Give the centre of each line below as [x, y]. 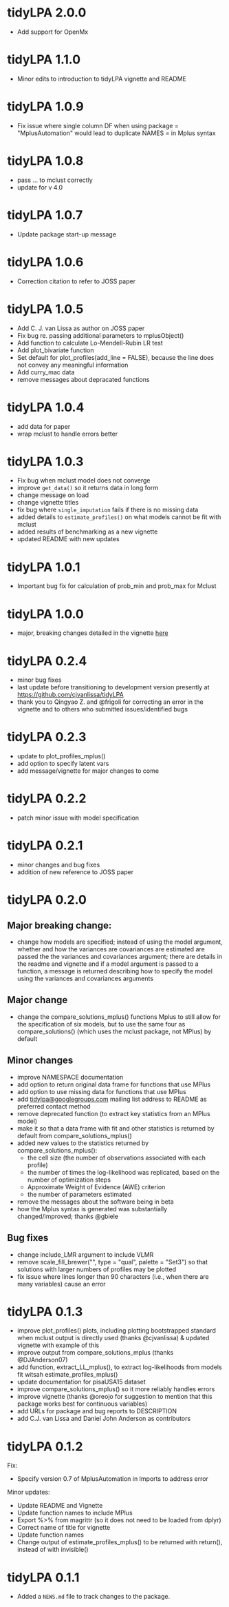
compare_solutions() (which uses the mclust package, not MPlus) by [114, 1031]
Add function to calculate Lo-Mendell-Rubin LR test [90, 343]
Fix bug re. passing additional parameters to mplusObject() [100, 335]
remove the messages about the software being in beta [95, 1202]
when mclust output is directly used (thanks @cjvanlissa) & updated [113, 1338]
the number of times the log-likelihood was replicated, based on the [123, 1172]
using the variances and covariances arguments [85, 979]
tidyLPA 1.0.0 [45, 614]
